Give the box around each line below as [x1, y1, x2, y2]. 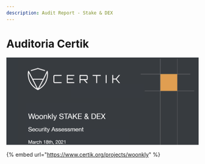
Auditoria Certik [6, 37, 90, 51]
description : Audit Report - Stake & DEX [6, 10, 113, 16]
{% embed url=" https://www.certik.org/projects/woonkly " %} [6, 151, 160, 159]
